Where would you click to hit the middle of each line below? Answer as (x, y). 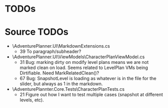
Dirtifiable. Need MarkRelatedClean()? (59, 73)
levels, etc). (32, 100)
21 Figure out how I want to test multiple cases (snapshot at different (91, 95)
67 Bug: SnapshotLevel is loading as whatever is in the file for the (88, 79)
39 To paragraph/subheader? (51, 52)
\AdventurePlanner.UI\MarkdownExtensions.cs (61, 46)
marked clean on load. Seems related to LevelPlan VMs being (84, 68)
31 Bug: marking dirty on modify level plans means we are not (84, 62)
